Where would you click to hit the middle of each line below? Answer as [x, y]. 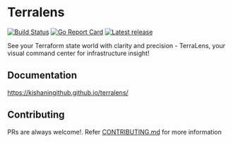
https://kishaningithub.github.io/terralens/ [68, 92]
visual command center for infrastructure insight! [78, 53]
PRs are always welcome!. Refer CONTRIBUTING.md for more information [115, 132]
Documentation [42, 75]
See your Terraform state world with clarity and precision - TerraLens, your [116, 45]
